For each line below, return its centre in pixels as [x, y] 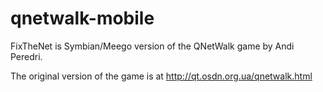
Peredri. [26, 56]
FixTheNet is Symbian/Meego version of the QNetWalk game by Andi [152, 46]
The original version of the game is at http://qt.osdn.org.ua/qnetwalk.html [161, 76]
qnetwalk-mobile [82, 18]
